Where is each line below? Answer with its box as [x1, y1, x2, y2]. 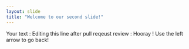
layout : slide [6, 8, 41, 15]
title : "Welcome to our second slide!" [6, 14, 104, 20]
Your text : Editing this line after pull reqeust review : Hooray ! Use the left [6, 30, 183, 37]
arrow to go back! [6, 36, 49, 43]
